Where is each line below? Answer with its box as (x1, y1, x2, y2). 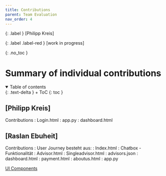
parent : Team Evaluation (5, 12, 57, 17)
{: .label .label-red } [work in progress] (5, 40, 84, 46)
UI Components (5, 165, 38, 171)
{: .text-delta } (5, 89, 34, 95)
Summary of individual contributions (5, 67, 161, 79)
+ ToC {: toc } (35, 89, 63, 95)
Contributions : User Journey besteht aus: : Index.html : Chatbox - (5, 145, 141, 151)
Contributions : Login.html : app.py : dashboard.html (5, 117, 113, 123)
